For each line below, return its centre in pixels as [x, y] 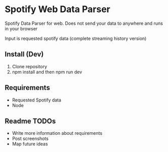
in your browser [21, 28]
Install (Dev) [24, 54]
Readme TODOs [30, 121]
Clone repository [30, 66]
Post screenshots [30, 139]
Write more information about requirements [57, 133]
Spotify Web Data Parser [58, 9]
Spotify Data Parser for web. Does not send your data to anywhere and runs [84, 23]
